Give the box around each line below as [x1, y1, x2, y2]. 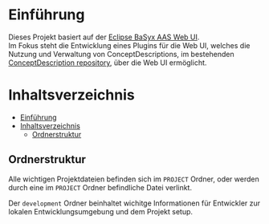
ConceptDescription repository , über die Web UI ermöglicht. [8, 58, 207, 67]
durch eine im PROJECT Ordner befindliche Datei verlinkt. [8, 182, 193, 192]
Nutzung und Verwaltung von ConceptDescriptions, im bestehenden [8, 49, 234, 59]
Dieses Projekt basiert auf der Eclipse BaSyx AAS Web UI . [8, 32, 200, 42]
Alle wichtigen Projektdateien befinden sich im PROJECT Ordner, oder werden [8, 174, 259, 184]
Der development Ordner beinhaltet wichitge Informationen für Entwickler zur [8, 198, 261, 208]
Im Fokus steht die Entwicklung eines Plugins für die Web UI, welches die [8, 40, 251, 50]
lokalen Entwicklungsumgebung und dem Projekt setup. [8, 206, 194, 216]
